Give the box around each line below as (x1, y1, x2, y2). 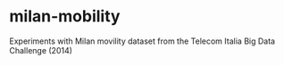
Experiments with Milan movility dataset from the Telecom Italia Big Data (9, 36, 275, 46)
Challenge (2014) (9, 45, 73, 55)
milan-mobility (9, 6, 121, 27)
